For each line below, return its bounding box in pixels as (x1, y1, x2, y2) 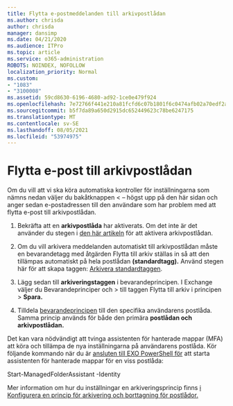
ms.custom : (7, 74, 39, 82)
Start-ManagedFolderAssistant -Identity (7, 370, 121, 379)
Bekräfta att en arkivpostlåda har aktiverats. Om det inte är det (17, 222, 198, 230)
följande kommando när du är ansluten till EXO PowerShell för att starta (7, 349, 210, 358)
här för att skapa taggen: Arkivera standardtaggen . (17, 265, 163, 273)
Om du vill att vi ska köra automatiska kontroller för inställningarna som (7, 186, 210, 195)
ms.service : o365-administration (7, 56, 104, 63)
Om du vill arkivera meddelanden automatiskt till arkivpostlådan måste (17, 243, 218, 251)
